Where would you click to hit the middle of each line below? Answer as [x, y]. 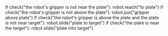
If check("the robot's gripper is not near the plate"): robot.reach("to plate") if [84, 7]
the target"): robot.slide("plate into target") [49, 28]
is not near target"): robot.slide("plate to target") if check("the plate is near [82, 23]
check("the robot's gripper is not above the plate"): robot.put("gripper [77, 12]
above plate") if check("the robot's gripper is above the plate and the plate [82, 18]
